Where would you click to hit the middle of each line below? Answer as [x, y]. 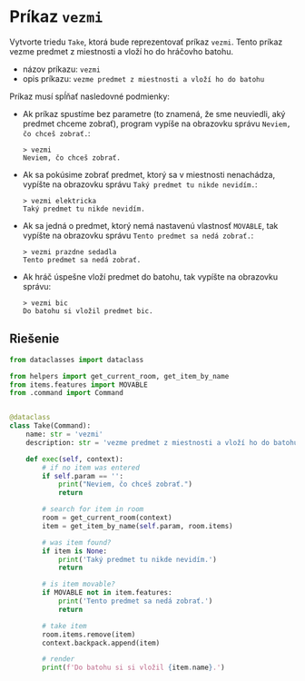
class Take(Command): [50, 426]
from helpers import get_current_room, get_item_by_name [119, 376]
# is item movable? [79, 584]
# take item [65, 626]
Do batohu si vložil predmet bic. [88, 311]
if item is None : [74, 551]
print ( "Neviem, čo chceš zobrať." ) [125, 484]
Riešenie [34, 339]
